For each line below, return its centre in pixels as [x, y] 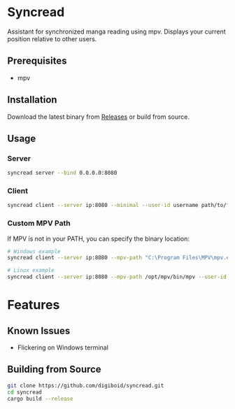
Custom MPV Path [39, 223]
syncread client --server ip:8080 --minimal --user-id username [103, 206]
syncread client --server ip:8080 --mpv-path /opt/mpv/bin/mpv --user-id [117, 277]
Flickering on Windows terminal [63, 347]
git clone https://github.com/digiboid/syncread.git [86, 385]
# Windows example [34, 251]
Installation [32, 100]
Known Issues [39, 330]
